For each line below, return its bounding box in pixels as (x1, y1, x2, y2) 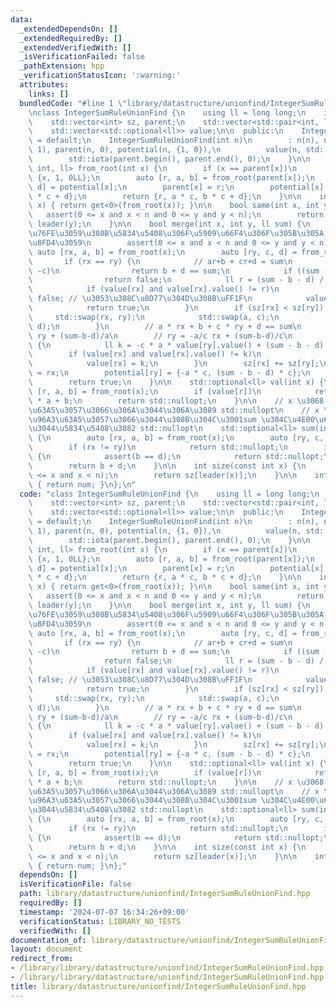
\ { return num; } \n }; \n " (28, 479, 137, 490)
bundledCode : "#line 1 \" (19, 98, 128, 108)
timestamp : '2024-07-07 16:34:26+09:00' (19, 907, 190, 917)
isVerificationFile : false (19, 879, 132, 890)
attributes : (19, 80, 70, 90)
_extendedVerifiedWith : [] (19, 42, 132, 53)
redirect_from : (10, 954, 74, 964)
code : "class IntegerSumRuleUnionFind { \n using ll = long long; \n (19, 489, 320, 499)
